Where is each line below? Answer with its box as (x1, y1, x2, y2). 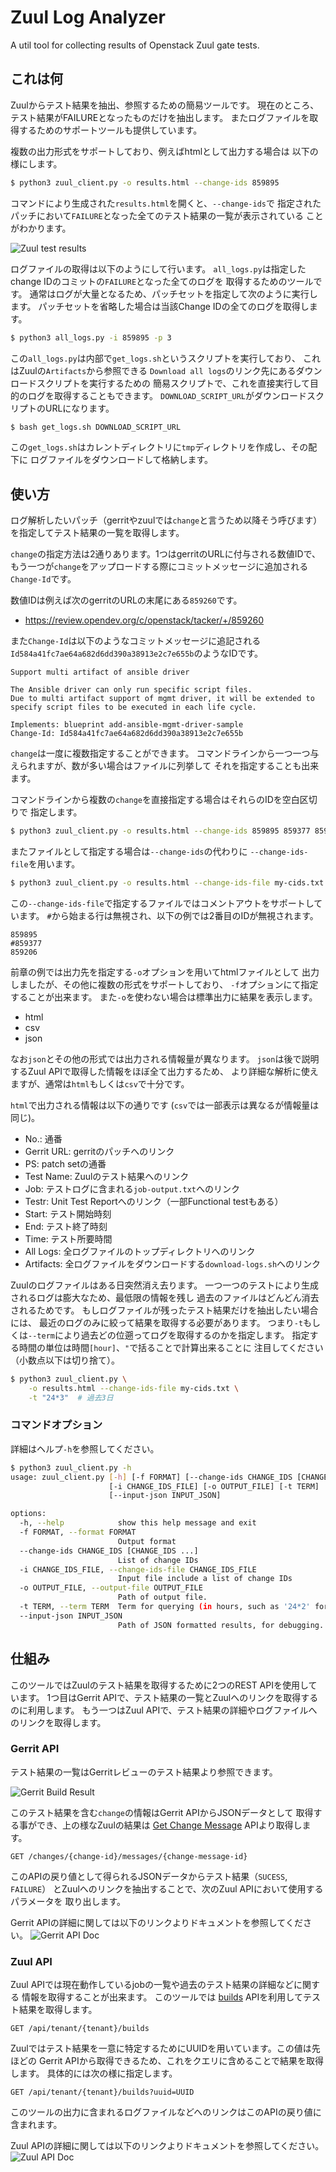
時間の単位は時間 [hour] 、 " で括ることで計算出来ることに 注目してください (18, 1341, 324, 1353)
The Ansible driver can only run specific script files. (10, 685, 253, 695)
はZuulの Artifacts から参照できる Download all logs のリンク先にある (10, 364, 297, 376)
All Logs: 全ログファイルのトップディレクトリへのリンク (24, 1245, 256, 1257)
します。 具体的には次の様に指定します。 (10, 2067, 178, 2080)
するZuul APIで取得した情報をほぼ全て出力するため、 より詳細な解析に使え (10, 1065, 319, 1077)
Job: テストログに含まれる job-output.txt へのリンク (24, 1182, 240, 1195)
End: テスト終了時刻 (24, 1220, 108, 1232)
